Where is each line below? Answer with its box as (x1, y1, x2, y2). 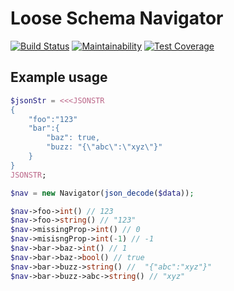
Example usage (10, 69, 108, 86)
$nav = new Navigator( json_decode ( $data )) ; (10, 188, 195, 198)
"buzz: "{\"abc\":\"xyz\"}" (46, 142, 163, 152)
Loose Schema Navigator (10, 7, 224, 30)
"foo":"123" (28, 114, 78, 124)
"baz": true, (46, 133, 101, 143)
